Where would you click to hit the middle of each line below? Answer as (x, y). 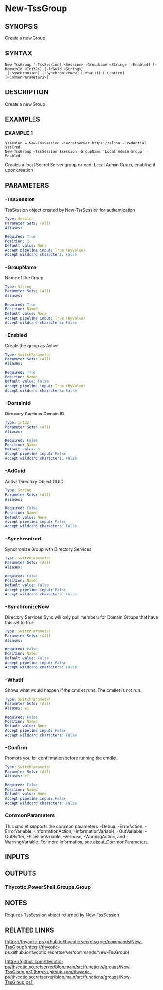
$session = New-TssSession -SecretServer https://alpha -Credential (76, 143)
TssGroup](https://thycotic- (33, 947)
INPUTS (17, 857)
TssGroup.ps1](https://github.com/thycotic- (49, 972)
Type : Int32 (17, 422)
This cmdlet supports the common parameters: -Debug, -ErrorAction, (74, 826)
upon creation (19, 170)
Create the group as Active (32, 345)
